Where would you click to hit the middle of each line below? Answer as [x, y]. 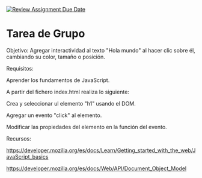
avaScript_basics [27, 156]
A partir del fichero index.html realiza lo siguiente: [68, 92]
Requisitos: [20, 68]
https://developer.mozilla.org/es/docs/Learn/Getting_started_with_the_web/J [101, 150]
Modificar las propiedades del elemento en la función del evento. [87, 127]
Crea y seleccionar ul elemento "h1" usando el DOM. [71, 103]
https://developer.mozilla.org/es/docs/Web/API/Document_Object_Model [96, 168]
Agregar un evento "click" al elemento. [54, 115]
